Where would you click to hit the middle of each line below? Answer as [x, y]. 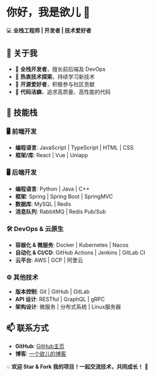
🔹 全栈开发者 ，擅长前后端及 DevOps [60, 69]
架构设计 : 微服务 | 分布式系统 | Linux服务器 [68, 307]
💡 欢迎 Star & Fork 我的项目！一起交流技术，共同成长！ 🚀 [77, 367]
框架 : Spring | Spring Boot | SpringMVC [64, 196]
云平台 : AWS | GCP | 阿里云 [49, 260]
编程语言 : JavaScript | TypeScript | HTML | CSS [74, 148]
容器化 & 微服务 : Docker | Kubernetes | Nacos [72, 245]
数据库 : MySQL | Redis [43, 204]
